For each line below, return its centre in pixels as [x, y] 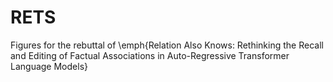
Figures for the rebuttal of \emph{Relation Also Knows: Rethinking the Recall [167, 45]
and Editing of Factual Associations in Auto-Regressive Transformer [150, 55]
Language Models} [49, 66]
